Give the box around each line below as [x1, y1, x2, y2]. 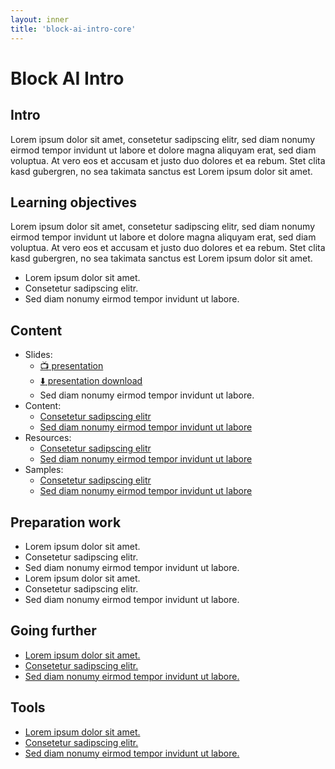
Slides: [24, 349, 53, 361]
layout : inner [10, 14, 70, 25]
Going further [10, 622, 97, 640]
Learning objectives [10, 194, 138, 211]
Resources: [24, 432, 72, 444]
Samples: [24, 464, 64, 476]
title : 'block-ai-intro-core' [10, 24, 137, 34]
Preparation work [10, 514, 122, 531]
